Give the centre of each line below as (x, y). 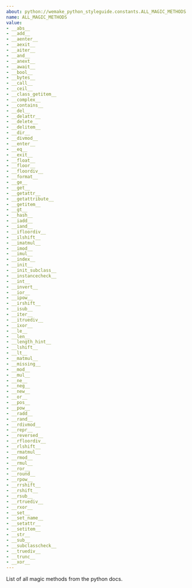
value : (14, 23)
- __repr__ (19, 430)
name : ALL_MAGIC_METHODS (37, 17)
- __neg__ (18, 386)
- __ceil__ (19, 89)
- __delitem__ (24, 127)
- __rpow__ (19, 480)
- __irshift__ (24, 303)
